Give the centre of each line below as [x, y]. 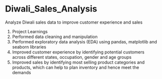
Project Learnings [30, 31]
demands [21, 72]
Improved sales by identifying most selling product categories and [78, 62]
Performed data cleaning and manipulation [55, 37]
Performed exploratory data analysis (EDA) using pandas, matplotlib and [84, 41]
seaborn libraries [29, 47]
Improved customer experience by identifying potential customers [78, 52]
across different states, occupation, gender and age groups [72, 57]
